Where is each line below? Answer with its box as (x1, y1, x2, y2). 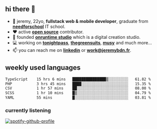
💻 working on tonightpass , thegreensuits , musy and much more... (12, 39, 152, 45)
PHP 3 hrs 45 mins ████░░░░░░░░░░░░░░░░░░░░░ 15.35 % (5, 81, 151, 86)
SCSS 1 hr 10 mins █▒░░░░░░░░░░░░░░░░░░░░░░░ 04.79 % (5, 91, 151, 96)
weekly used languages (5, 63, 81, 72)
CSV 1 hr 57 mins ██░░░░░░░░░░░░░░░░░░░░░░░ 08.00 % (5, 86, 151, 91)
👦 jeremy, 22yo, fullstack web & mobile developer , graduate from (12, 18, 148, 24)
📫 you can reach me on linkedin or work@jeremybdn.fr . (12, 47, 131, 53)
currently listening (5, 107, 51, 114)
